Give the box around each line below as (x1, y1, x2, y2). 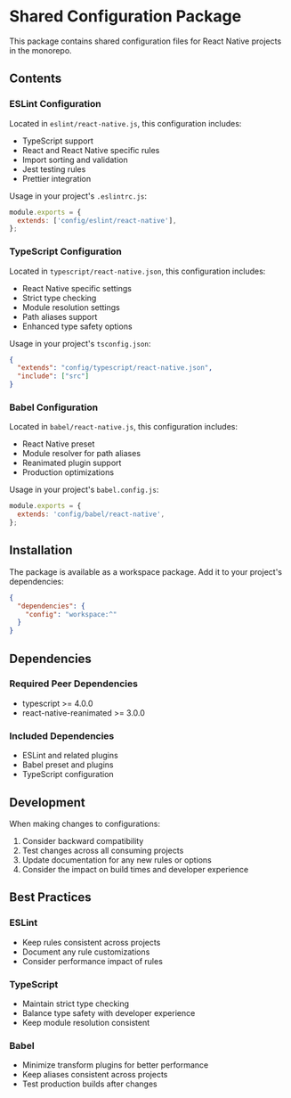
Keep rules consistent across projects (21, 937, 161, 947)
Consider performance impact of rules (21, 955, 163, 966)
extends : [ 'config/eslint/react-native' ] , (17, 216, 177, 225)
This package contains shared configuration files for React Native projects (9, 36, 282, 46)
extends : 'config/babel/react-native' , (17, 510, 166, 519)
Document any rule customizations (21, 946, 150, 957)
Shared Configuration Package (9, 6, 242, 27)
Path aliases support (21, 311, 98, 322)
